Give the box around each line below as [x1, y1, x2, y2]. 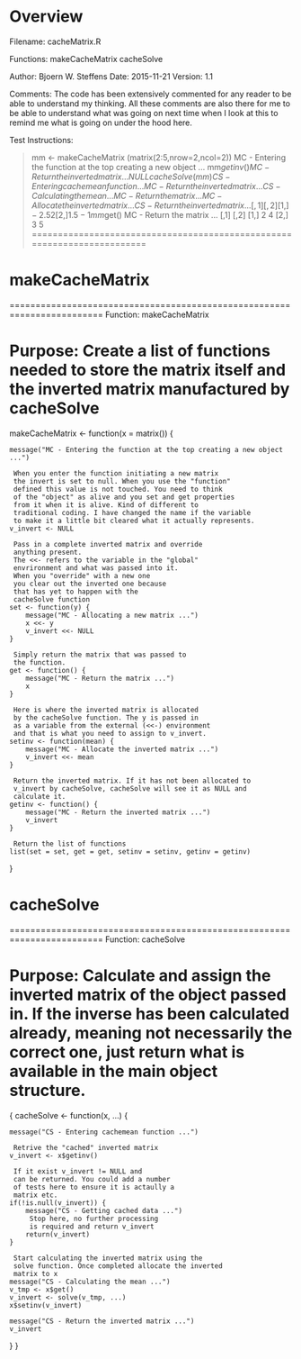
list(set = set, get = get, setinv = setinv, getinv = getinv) [9, 847, 252, 856]
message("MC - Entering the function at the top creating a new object [9, 445, 283, 454]
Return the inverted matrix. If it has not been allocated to [13, 776, 252, 785]
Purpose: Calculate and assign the [9, 965, 271, 985]
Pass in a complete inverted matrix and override [13, 539, 203, 548]
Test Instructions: [9, 134, 74, 145]
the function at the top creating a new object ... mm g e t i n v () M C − [31, 161, 270, 172]
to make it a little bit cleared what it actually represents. [13, 516, 255, 525]
